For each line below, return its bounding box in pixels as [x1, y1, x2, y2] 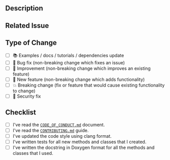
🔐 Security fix [12, 93, 41, 99]
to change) [12, 88, 36, 94]
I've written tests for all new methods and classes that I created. [12, 139, 147, 145]
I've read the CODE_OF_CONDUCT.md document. [12, 122, 105, 128]
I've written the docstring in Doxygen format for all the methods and [12, 144, 155, 150]
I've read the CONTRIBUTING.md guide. [12, 127, 89, 133]
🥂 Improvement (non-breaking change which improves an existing [12, 65, 151, 71]
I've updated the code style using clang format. [12, 133, 112, 139]
